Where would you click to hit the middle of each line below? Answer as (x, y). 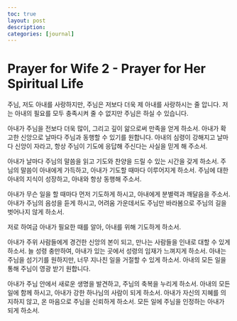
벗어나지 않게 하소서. (36, 212)
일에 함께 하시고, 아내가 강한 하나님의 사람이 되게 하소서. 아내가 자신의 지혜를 (113, 293)
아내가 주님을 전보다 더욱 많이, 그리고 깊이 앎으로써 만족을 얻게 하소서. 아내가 (113, 129)
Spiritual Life (45, 84)
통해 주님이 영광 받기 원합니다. (49, 269)
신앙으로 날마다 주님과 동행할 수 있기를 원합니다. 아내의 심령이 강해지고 (118, 137)
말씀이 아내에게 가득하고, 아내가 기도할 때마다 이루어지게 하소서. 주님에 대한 (125, 170)
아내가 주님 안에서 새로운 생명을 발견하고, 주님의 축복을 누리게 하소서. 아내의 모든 (119, 284)
